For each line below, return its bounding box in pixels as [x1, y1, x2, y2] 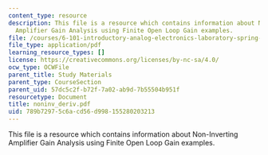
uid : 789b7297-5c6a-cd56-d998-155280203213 [8, 108, 156, 116]
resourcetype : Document [8, 93, 88, 101]
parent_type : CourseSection [8, 78, 102, 86]
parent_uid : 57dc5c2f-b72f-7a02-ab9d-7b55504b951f [8, 85, 180, 94]
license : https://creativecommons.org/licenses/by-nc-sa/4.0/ [8, 56, 219, 64]
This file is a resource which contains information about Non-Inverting [8, 130, 238, 139]
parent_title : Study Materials [8, 71, 112, 79]
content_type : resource [8, 11, 88, 20]
